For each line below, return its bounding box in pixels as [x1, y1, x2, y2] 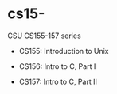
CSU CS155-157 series [7, 31, 81, 40]
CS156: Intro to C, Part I [18, 61, 96, 71]
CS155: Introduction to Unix [18, 46, 109, 55]
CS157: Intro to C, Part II [18, 77, 97, 86]
